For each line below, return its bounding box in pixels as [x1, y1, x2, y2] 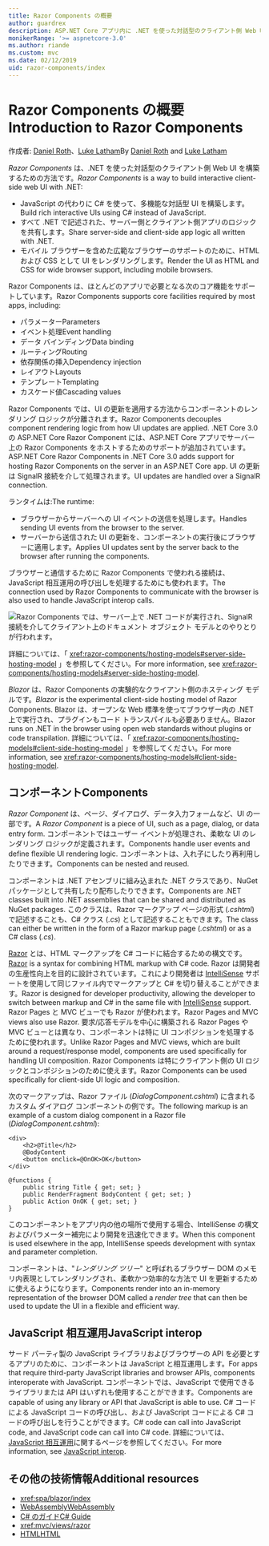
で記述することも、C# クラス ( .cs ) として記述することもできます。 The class [8, 914, 259, 924]
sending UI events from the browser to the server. [19, 523, 184, 532]
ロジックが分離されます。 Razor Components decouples [38, 414, 222, 423]
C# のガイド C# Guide [19, 1512, 91, 1521]
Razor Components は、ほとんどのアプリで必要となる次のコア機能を [8, 281, 235, 291]
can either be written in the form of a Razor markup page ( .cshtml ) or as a [8, 923, 252, 933]
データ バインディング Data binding [19, 337, 134, 346]
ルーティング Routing [19, 346, 88, 357]
